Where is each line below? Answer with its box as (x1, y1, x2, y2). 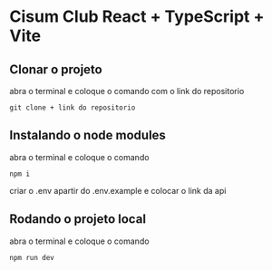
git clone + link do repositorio (9, 103, 136, 112)
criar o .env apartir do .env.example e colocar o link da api (9, 185, 227, 196)
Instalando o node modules (9, 128, 166, 143)
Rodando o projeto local (9, 211, 147, 227)
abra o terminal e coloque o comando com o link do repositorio (9, 86, 245, 96)
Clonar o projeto (9, 62, 102, 77)
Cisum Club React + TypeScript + (9, 6, 265, 27)
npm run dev (9, 253, 54, 262)
